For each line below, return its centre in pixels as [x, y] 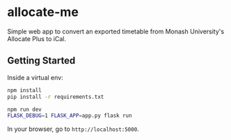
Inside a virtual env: [35, 77]
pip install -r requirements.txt [56, 97]
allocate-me [43, 12]
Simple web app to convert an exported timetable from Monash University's [116, 31]
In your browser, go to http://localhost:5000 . [73, 129]
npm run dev [24, 109]
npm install [24, 90]
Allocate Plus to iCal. [37, 38]
